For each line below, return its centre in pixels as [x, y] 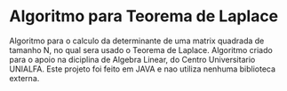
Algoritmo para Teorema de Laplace [144, 16]
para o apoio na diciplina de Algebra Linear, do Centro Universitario [132, 59]
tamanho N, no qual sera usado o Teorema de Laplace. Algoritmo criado [141, 49]
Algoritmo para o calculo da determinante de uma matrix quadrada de [137, 41]
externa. [24, 78]
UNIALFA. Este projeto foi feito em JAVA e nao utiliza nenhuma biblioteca [143, 69]
